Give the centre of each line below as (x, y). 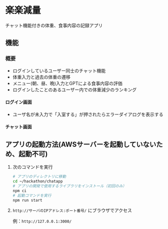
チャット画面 (18, 127)
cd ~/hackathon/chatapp (38, 181)
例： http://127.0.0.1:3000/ (42, 221)
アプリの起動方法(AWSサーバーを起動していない (81, 144)
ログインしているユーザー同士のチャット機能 (59, 70)
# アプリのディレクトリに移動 (39, 177)
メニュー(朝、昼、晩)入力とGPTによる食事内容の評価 (68, 83)
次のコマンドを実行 (33, 167)
